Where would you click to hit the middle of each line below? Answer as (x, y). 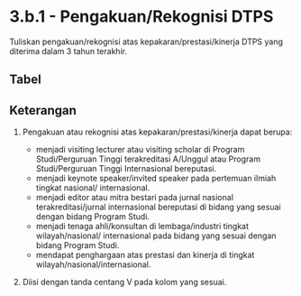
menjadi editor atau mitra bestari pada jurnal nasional (135, 198)
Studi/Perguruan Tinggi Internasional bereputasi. (126, 169)
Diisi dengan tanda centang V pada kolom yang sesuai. (124, 282)
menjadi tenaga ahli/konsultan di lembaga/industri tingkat (142, 227)
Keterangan (43, 110)
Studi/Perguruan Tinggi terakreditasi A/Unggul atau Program (148, 159)
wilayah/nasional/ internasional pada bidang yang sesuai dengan (156, 236)
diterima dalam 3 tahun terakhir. (68, 51)
